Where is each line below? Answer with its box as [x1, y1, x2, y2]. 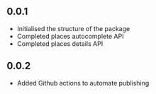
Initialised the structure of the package [16, 24, 130, 33]
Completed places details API [16, 39, 104, 48]
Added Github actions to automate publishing [16, 78, 150, 87]
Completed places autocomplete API [16, 32, 124, 40]
